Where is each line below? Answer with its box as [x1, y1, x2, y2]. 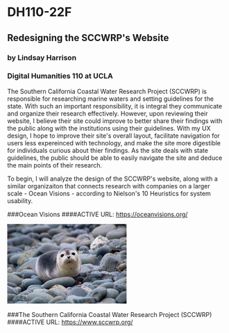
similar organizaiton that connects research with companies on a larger [7, 181, 210, 190]
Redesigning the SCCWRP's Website [7, 32, 169, 44]
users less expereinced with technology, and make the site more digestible [7, 138, 221, 147]
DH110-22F [7, 4, 72, 20]
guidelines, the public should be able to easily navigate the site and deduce [7, 154, 223, 162]
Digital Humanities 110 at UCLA [7, 71, 113, 81]
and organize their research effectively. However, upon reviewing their [7, 109, 208, 117]
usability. [7, 196, 33, 205]
